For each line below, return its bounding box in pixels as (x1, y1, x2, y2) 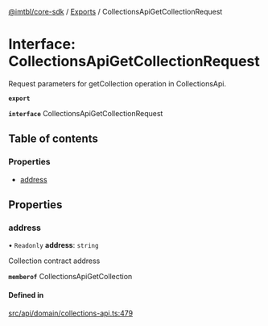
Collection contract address (8, 256, 101, 265)
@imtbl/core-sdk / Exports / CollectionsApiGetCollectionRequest (8, 7, 223, 16)
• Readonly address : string (8, 240, 99, 250)
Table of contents (8, 132, 98, 146)
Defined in (8, 290, 44, 299)
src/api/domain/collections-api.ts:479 (8, 308, 134, 318)
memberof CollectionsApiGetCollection (8, 272, 133, 282)
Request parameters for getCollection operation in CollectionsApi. (8, 78, 227, 88)
